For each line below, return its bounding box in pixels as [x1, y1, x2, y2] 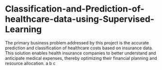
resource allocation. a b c [5, 60, 56, 66]
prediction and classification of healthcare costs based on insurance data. [5, 45, 153, 51]
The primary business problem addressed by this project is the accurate [5, 40, 149, 45]
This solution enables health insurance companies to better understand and [5, 50, 156, 56]
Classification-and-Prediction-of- [5, 3, 145, 14]
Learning [5, 24, 42, 35]
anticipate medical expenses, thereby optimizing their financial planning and [5, 55, 157, 61]
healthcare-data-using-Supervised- [5, 14, 154, 25]
